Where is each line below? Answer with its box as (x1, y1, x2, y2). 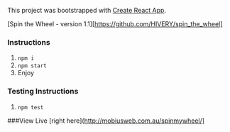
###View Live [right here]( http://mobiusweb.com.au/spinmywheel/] (7, 116, 204, 125)
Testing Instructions (7, 87, 79, 97)
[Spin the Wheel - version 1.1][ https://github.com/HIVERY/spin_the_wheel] (7, 20, 223, 28)
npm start (17, 62, 48, 70)
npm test (17, 104, 44, 111)
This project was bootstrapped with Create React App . (7, 6, 167, 14)
